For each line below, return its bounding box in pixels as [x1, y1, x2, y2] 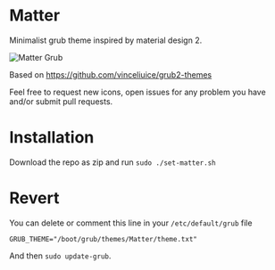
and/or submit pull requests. [9, 95, 113, 107]
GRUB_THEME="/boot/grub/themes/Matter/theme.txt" [9, 234, 198, 243]
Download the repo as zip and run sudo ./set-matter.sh [9, 157, 216, 168]
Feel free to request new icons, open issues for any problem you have [9, 86, 266, 97]
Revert [9, 188, 60, 209]
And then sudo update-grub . [9, 250, 112, 261]
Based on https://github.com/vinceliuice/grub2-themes [9, 69, 212, 80]
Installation [9, 127, 95, 148]
